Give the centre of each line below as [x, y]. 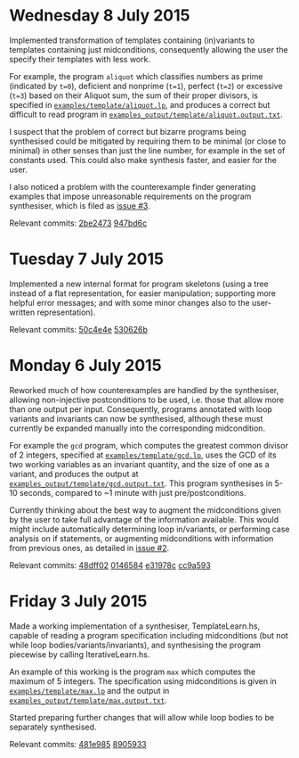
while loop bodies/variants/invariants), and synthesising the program [135, 645]
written [22, 312]
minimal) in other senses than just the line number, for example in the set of [147, 150]
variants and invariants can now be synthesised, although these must [136, 418]
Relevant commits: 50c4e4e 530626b [79, 329]
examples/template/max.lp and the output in [89, 690]
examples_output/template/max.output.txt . [88, 700]
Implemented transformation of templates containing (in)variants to [132, 40]
